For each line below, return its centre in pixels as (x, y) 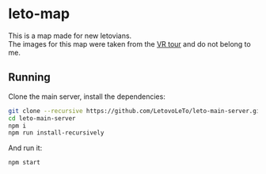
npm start (25, 163)
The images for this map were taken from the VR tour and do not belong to (129, 43)
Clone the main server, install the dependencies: (87, 96)
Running (30, 77)
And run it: (25, 148)
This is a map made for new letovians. (70, 36)
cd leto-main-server (42, 118)
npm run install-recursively (56, 133)
